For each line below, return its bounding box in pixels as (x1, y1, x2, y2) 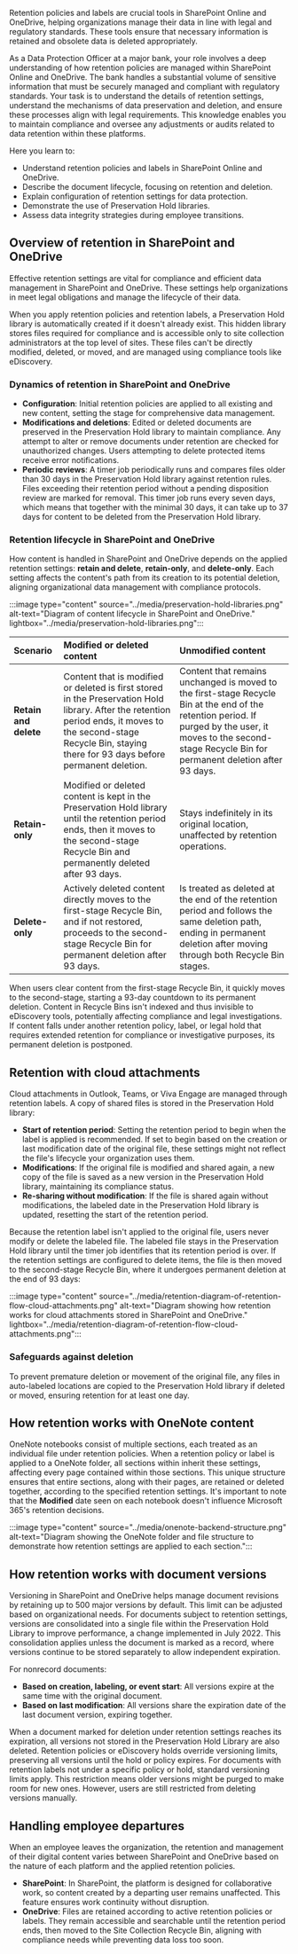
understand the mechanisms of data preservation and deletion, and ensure (9, 100, 283, 110)
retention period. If (178, 710, 257, 722)
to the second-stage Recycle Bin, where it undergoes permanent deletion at (9, 1264, 286, 1275)
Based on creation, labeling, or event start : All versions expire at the (21, 1681, 275, 1692)
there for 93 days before (63, 749, 166, 761)
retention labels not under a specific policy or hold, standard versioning (9, 1764, 271, 1775)
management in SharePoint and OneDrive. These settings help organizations (9, 282, 288, 293)
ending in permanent (178, 927, 266, 939)
